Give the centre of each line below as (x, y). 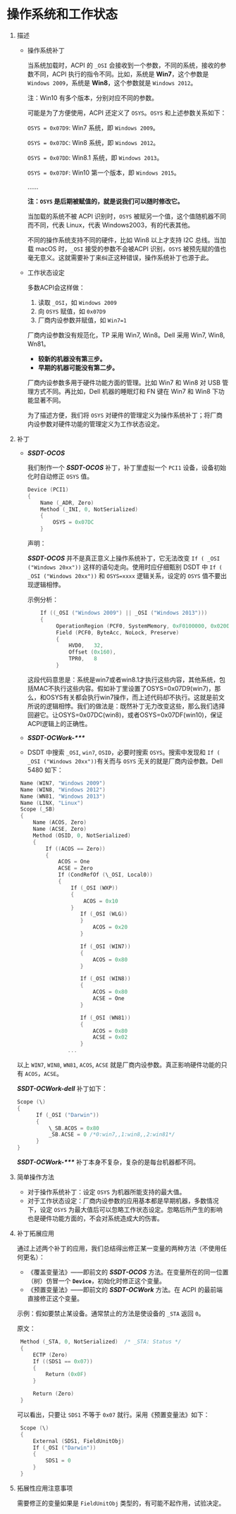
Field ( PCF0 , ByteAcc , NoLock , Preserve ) (118, 632)
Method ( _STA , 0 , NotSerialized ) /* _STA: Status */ (101, 1342)
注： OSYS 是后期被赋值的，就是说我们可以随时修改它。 (105, 201)
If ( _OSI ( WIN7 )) (105, 946)
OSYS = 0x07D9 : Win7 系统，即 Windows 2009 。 (93, 127)
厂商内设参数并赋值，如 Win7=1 (82, 320)
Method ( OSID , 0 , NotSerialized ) (82, 835)
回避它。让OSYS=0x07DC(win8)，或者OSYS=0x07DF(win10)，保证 (125, 715)
